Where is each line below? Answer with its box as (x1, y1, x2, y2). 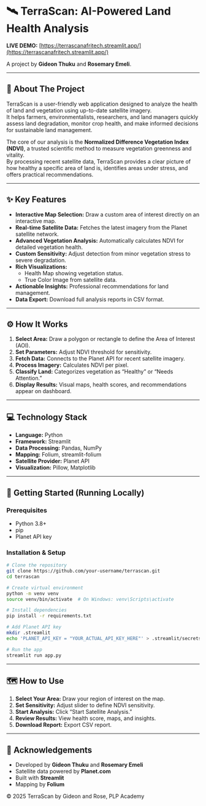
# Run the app (6, 646, 43, 652)
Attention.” (15, 375, 42, 382)
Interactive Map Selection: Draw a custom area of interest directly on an (15, 211, 200, 218)
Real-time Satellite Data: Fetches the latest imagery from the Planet (15, 224, 188, 231)
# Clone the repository (6, 562, 67, 568)
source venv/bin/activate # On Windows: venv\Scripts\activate (6, 596, 174, 602)
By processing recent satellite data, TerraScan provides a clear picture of (6, 157, 191, 165)
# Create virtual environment (6, 584, 84, 591)
